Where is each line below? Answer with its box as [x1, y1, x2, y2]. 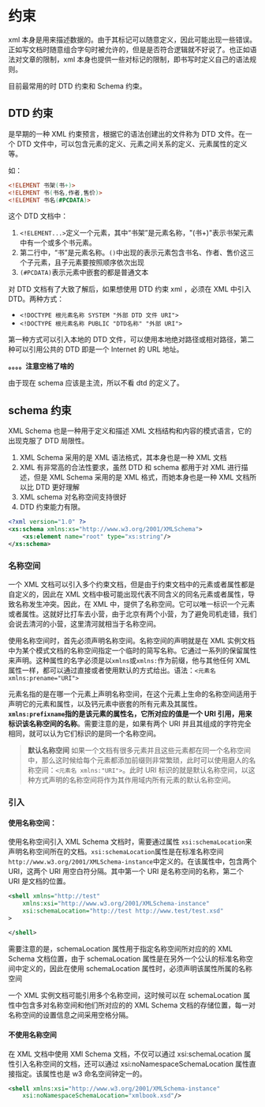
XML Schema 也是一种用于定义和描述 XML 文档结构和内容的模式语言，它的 [8, 426, 252, 435]
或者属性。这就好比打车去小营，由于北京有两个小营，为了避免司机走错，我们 [8, 609, 257, 619]
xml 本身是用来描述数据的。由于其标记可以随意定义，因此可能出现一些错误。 [8, 35, 257, 44]
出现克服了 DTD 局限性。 [8, 436, 89, 446]
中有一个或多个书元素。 [19, 238, 96, 247]
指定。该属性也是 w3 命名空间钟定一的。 [14, 1068, 147, 1079]
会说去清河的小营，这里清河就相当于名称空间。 [8, 619, 160, 628]
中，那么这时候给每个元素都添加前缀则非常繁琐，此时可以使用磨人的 [27, 755, 249, 765]
